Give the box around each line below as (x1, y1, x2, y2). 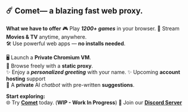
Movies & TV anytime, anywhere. (6, 33, 87, 40)
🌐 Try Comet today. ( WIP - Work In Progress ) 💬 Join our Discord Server (6, 99, 182, 106)
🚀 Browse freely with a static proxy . (6, 62, 93, 69)
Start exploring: (6, 93, 46, 100)
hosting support (6, 75, 46, 82)
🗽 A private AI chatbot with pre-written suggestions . (6, 81, 135, 88)
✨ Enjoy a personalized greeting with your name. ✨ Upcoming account (6, 68, 180, 76)
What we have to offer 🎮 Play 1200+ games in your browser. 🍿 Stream (6, 25, 180, 32)
